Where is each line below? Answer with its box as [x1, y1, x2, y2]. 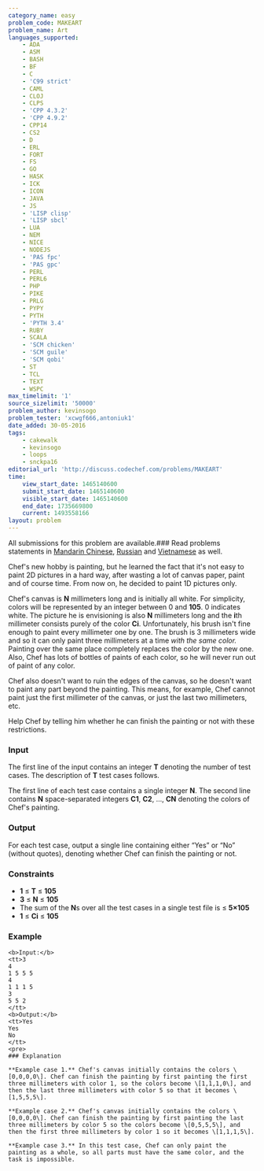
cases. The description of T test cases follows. [8, 771, 159, 780]
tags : [8, 428, 26, 437]
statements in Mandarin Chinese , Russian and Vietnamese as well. [8, 547, 223, 556]
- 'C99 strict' [22, 77, 72, 85]
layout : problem [8, 517, 61, 524]
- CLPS [22, 99, 44, 107]
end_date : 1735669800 [22, 502, 93, 510]
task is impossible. [8, 1155, 76, 1164]
